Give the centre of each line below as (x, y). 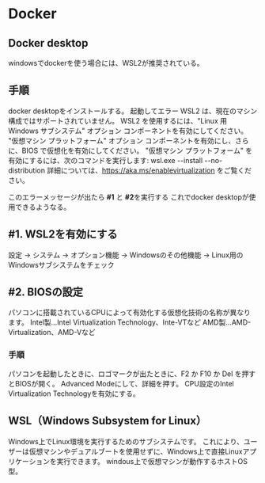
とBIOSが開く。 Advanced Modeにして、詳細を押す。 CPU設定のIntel (121, 383)
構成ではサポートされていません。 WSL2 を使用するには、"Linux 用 (118, 120)
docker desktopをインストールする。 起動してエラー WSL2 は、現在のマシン (133, 111)
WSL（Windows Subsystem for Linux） (108, 421)
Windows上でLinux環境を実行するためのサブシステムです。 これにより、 (126, 441)
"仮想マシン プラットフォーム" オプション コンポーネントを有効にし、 (122, 140)
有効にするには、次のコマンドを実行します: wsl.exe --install (106, 160)
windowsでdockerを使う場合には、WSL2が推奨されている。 (106, 63)
